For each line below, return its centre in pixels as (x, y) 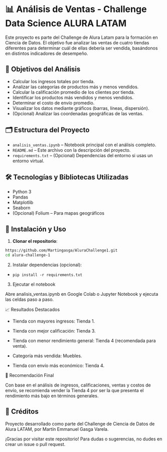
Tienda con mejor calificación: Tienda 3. (54, 331)
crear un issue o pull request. (35, 444)
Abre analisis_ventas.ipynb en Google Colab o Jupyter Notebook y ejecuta (82, 294)
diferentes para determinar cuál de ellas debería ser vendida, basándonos (81, 48)
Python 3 (22, 192)
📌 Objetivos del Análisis (43, 69)
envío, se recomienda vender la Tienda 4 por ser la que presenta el (74, 390)
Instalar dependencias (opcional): (47, 265)
